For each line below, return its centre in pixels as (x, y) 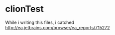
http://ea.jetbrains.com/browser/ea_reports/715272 (58, 27)
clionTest (24, 9)
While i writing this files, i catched (40, 22)
